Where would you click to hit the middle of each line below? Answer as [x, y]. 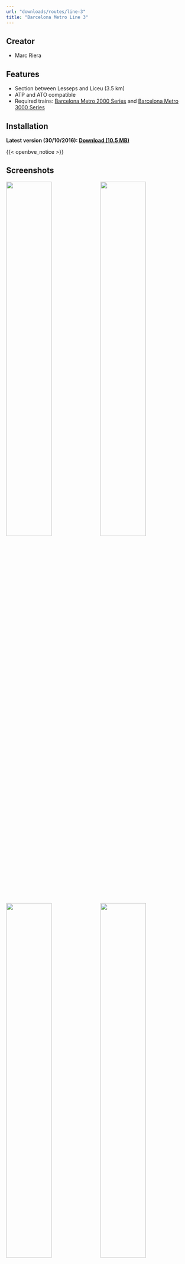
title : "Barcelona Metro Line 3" [47, 17]
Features [23, 74]
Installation [27, 126]
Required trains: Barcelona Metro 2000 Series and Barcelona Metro [97, 101]
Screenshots [30, 171]
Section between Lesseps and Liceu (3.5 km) [70, 88]
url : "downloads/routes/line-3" [46, 12]
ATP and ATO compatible [45, 95]
